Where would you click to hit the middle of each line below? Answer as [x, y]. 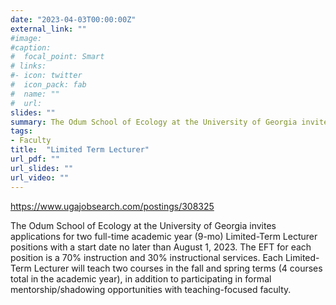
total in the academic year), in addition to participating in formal [141, 278]
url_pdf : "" [35, 159]
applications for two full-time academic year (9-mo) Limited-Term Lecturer [164, 236]
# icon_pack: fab [48, 85]
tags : [21, 131]
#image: [26, 38]
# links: [28, 66]
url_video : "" [40, 177]
